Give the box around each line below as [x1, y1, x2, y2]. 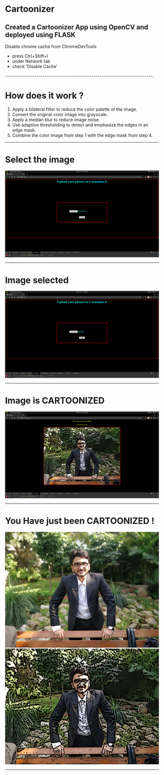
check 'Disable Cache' [12, 64, 58, 69]
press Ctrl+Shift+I [12, 53, 48, 59]
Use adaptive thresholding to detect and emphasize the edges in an [12, 121, 148, 128]
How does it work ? [5, 90, 84, 101]
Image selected [5, 274, 69, 286]
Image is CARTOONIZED [5, 395, 105, 406]
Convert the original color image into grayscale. [12, 111, 108, 117]
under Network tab [12, 58, 50, 64]
